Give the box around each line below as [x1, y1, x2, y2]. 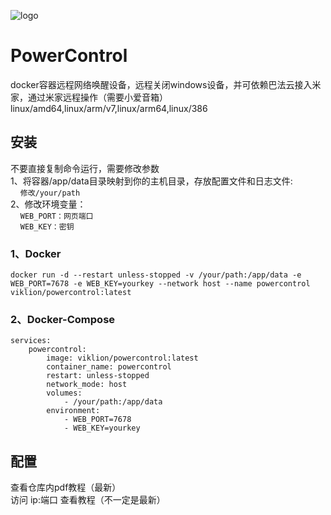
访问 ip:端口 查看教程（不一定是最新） [10, 494, 166, 506]
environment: [46, 406, 101, 416]
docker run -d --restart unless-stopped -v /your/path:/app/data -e [10, 270, 302, 280]
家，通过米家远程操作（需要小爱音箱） [10, 91, 168, 103]
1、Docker [10, 246, 62, 260]
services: [10, 336, 52, 346]
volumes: [46, 388, 83, 399]
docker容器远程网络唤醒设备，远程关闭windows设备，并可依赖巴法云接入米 [10, 78, 322, 90]
